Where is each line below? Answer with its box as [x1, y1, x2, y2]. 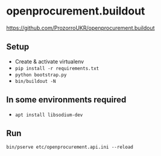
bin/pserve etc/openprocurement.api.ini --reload [6, 144, 134, 151]
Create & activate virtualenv [14, 57, 84, 65]
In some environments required [6, 95, 127, 105]
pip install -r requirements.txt [14, 65, 99, 71]
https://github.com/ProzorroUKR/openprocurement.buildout [6, 24, 155, 31]
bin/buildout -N [14, 78, 56, 84]
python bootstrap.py [14, 71, 67, 78]
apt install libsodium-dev [14, 112, 83, 118]
